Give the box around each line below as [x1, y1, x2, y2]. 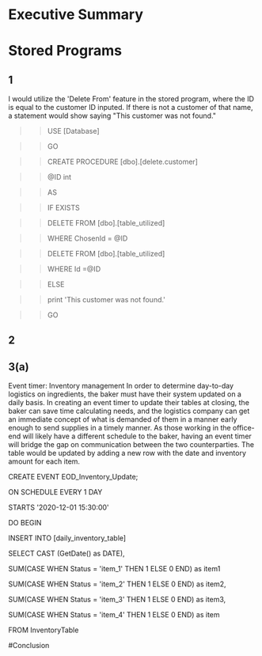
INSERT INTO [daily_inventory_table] [8, 533, 127, 543]
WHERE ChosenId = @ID [47, 233, 128, 243]
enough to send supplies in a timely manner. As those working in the [8, 423, 231, 433]
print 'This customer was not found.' [47, 295, 166, 305]
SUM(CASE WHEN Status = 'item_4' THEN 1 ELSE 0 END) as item [8, 610, 220, 620]
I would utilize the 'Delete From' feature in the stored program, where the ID [8, 94, 255, 104]
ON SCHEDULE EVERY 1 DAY [8, 487, 103, 497]
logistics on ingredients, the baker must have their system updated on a [8, 389, 241, 399]
